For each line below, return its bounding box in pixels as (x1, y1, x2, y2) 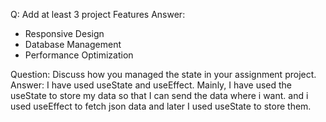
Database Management (24, 39, 122, 50)
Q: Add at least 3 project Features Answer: (10, 9, 186, 20)
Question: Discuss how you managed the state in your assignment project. (10, 69, 317, 80)
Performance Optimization (24, 49, 134, 61)
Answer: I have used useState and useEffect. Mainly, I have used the (10, 79, 293, 91)
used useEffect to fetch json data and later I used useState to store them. (10, 100, 312, 112)
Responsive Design (24, 28, 105, 39)
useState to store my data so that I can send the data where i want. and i (10, 90, 309, 101)
